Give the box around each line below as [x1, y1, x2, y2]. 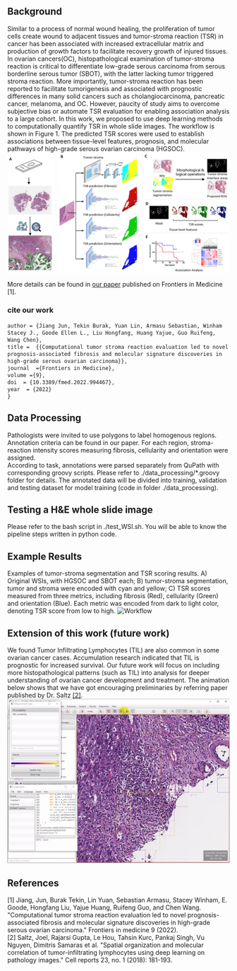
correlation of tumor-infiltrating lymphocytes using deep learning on [7, 948, 205, 956]
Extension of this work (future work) [7, 627, 170, 639]
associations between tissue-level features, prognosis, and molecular [7, 137, 209, 145]
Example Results [7, 550, 83, 562]
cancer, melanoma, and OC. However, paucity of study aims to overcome [7, 99, 220, 108]
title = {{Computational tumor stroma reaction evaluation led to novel [7, 343, 229, 350]
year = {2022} [7, 386, 52, 393]
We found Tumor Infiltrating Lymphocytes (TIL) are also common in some [7, 646, 220, 655]
